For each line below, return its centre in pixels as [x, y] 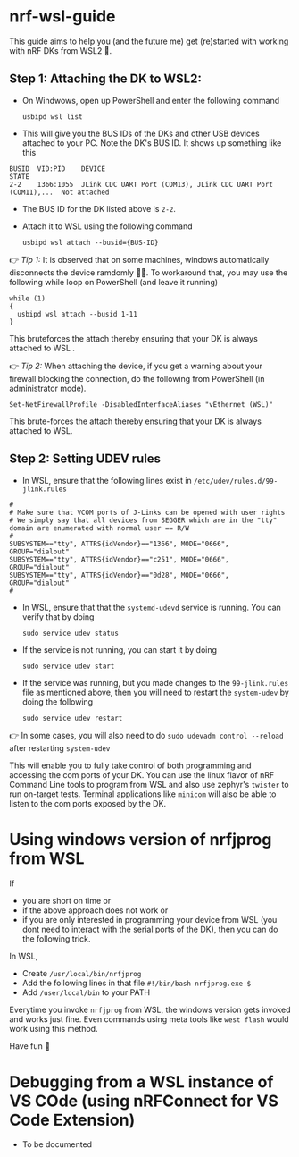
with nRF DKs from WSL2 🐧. [61, 50]
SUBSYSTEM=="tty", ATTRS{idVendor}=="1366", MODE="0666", [119, 544]
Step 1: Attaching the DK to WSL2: [106, 79]
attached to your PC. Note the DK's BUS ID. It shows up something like [152, 143]
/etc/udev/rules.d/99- [236, 481]
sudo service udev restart [72, 718]
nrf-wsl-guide [62, 17]
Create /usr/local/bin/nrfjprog [82, 973]
